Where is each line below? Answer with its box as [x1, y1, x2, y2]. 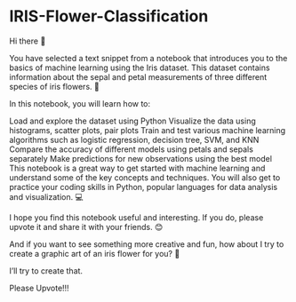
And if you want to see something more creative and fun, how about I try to [9, 238, 284, 250]
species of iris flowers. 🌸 [9, 81, 100, 91]
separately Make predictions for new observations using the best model [9, 153, 273, 163]
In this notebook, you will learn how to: [9, 98, 151, 108]
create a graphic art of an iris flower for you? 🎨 [9, 248, 180, 258]
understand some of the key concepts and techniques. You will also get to [9, 171, 281, 183]
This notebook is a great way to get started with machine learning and [9, 163, 266, 173]
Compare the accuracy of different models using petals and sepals [9, 144, 253, 155]
